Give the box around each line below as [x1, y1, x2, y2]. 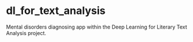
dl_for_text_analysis [6, 4, 106, 17]
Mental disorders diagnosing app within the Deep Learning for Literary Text [6, 23, 187, 30]
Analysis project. [6, 29, 47, 36]
